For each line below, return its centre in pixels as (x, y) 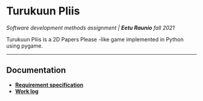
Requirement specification (49, 85)
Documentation (36, 70)
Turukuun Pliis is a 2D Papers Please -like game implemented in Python (95, 39)
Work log (27, 91)
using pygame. (25, 46)
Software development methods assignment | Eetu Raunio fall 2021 (91, 28)
